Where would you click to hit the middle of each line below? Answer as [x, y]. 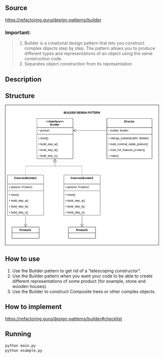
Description [23, 79]
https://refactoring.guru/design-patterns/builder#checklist [64, 318]
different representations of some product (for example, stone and [79, 281]
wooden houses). [30, 286]
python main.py [20, 346]
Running [18, 334]
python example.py [24, 351]
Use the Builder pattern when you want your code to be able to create [82, 276]
